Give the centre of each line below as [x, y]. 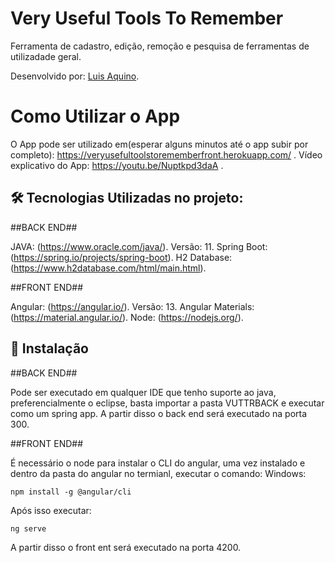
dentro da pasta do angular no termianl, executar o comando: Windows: [158, 473]
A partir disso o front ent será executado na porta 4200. [126, 547]
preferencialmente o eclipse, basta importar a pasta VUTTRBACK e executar [167, 403]
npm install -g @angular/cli [71, 492]
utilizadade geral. [46, 56]
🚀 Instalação [49, 348]
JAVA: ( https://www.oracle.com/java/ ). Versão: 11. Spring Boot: [139, 246]
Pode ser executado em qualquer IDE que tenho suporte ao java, [143, 392]
